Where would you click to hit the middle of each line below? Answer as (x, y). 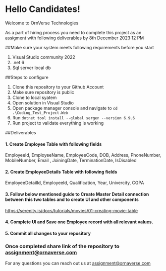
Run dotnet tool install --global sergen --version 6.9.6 (74, 117)
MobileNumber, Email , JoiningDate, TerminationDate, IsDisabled (71, 161)
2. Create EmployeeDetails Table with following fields (61, 172)
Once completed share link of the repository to (62, 246)
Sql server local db (31, 68)
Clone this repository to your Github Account (58, 87)
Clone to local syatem (34, 97)
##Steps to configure (27, 77)
